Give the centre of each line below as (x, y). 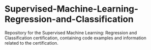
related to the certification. (31, 43)
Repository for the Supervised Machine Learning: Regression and (71, 33)
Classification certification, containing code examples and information (75, 38)
